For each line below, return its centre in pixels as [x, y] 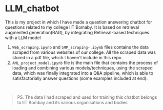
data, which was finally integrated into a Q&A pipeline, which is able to [83, 73]
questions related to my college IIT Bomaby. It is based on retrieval [72, 27]
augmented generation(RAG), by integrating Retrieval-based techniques [77, 32]
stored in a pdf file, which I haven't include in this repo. [67, 57]
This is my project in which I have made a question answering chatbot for [79, 22]
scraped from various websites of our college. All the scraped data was [84, 52]
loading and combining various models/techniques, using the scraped [82, 68]
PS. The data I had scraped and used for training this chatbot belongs [87, 97]
